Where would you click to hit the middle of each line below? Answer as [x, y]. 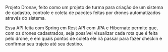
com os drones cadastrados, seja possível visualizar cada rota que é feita [81, 33]
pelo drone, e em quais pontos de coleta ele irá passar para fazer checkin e [84, 38]
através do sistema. [26, 18]
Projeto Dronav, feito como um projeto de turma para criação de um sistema [84, 7]
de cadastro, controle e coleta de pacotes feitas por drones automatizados [83, 13]
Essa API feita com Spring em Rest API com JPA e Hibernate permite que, [81, 28]
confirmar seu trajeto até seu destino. [44, 44]
